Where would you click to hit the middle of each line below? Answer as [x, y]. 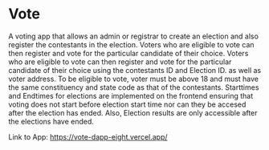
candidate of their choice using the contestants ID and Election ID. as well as [135, 70]
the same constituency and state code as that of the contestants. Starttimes [134, 87]
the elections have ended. [51, 121]
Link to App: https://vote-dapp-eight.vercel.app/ [88, 136]
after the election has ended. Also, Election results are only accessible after [133, 112]
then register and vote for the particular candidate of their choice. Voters [128, 53]
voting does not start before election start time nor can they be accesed [127, 104]
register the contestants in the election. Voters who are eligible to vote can [131, 44]
